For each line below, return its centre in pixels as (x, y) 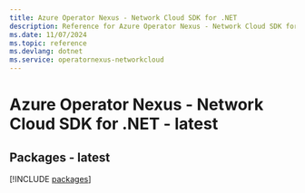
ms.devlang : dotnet (46, 52)
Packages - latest (60, 157)
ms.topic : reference (49, 43)
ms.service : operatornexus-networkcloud (87, 60)
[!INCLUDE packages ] (50, 179)
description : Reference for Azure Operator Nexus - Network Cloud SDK (146, 26)
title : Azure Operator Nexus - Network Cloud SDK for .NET (123, 18)
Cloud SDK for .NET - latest (114, 124)
